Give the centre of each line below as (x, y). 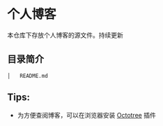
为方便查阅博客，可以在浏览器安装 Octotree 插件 (87, 115)
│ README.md (28, 76)
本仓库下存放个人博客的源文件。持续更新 (65, 35)
